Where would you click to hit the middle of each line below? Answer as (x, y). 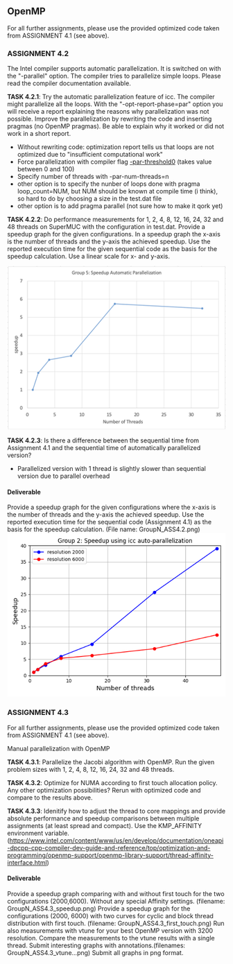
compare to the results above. (50, 798)
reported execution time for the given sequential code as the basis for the (112, 249)
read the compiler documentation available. (69, 83)
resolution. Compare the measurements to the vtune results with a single (111, 938)
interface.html (27, 862)
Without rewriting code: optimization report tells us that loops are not (115, 147)
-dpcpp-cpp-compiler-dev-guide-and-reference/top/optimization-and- (109, 847)
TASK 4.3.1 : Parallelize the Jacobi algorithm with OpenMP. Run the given (111, 761)
